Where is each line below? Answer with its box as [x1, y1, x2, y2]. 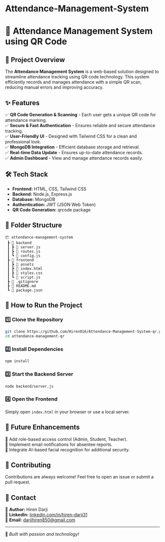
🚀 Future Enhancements [5, 423, 80, 432]
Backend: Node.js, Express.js [12, 191, 72, 197]
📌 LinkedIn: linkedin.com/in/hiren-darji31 [5, 512, 87, 518]
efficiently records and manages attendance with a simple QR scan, [5, 79, 142, 85]
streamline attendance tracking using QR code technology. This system [5, 74, 150, 80]
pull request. [5, 479, 30, 485]
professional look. [5, 139, 41, 144]
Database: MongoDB [12, 196, 55, 202]
